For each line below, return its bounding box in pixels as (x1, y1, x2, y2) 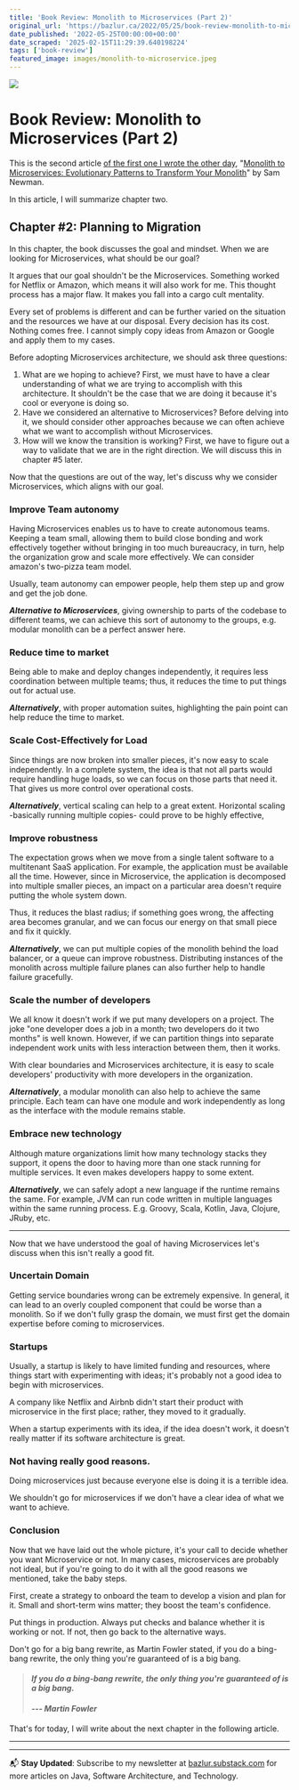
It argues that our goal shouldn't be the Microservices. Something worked (9, 270, 280, 280)
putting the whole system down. (9, 889, 127, 900)
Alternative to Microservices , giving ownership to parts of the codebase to (9, 605, 287, 616)
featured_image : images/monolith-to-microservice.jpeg (9, 54, 217, 63)
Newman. (9, 176, 44, 187)
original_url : (9, 21, 62, 30)
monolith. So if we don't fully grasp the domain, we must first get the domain (9, 1308, 290, 1319)
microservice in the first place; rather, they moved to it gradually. (9, 1406, 246, 1417)
